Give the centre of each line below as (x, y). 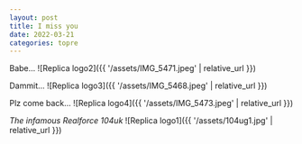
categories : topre (44, 43)
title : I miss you (44, 26)
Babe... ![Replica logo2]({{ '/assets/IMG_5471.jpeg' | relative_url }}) (133, 68)
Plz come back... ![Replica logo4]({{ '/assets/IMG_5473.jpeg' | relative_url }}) (151, 103)
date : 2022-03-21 (42, 34)
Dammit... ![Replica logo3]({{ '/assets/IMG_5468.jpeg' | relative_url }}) (138, 85)
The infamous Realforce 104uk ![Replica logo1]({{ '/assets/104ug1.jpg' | (141, 121)
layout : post (34, 18)
